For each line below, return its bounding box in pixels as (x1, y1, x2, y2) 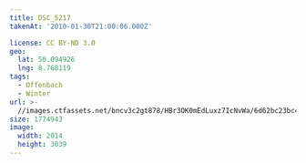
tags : (9, 72, 30, 82)
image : (9, 123, 35, 132)
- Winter (17, 88, 51, 98)
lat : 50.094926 (17, 56, 76, 65)
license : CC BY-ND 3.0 (9, 38, 96, 47)
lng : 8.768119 (17, 64, 71, 73)
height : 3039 (17, 140, 67, 149)
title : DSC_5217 (9, 13, 71, 23)
